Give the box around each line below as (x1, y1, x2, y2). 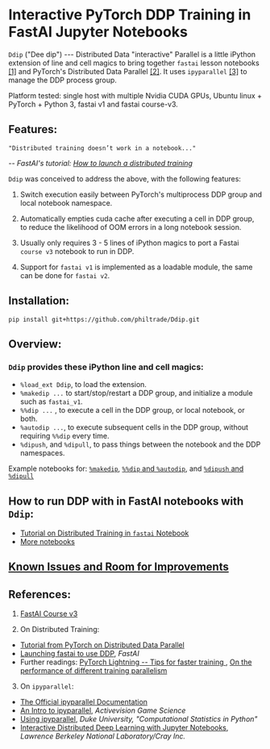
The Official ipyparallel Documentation (19, 697, 147, 707)
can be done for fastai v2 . (19, 270, 110, 280)
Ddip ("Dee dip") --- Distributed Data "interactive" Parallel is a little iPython (8, 49, 256, 59)
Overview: (8, 337, 62, 351)
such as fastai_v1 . (19, 397, 83, 406)
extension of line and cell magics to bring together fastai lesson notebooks (8, 58, 260, 68)
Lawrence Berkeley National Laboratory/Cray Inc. (19, 731, 186, 741)
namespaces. (19, 448, 65, 458)
